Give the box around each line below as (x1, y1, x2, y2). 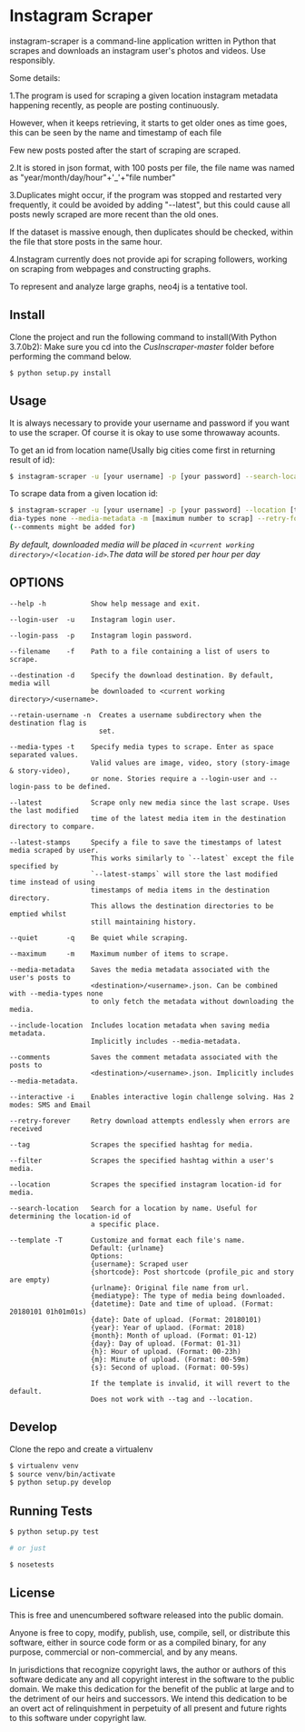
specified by (9, 861, 59, 871)
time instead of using (9, 877, 95, 886)
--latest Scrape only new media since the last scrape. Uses (9, 797, 290, 807)
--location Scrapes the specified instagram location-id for (9, 1179, 282, 1189)
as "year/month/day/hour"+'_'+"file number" (9, 172, 176, 183)
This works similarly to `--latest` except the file (90, 854, 295, 863)
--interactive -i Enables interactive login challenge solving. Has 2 (9, 1092, 295, 1101)
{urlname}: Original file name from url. (90, 1283, 250, 1292)
